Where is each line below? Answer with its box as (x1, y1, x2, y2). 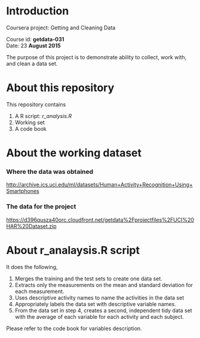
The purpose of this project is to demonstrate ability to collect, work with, (6, 53, 187, 61)
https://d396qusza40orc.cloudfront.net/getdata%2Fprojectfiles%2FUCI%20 (6, 216, 195, 223)
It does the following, (6, 263, 58, 270)
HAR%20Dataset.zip (6, 222, 57, 230)
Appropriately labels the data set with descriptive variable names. (14, 300, 176, 307)
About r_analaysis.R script (6, 243, 140, 257)
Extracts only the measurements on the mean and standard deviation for (14, 281, 193, 288)
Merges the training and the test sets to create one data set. (14, 274, 162, 282)
